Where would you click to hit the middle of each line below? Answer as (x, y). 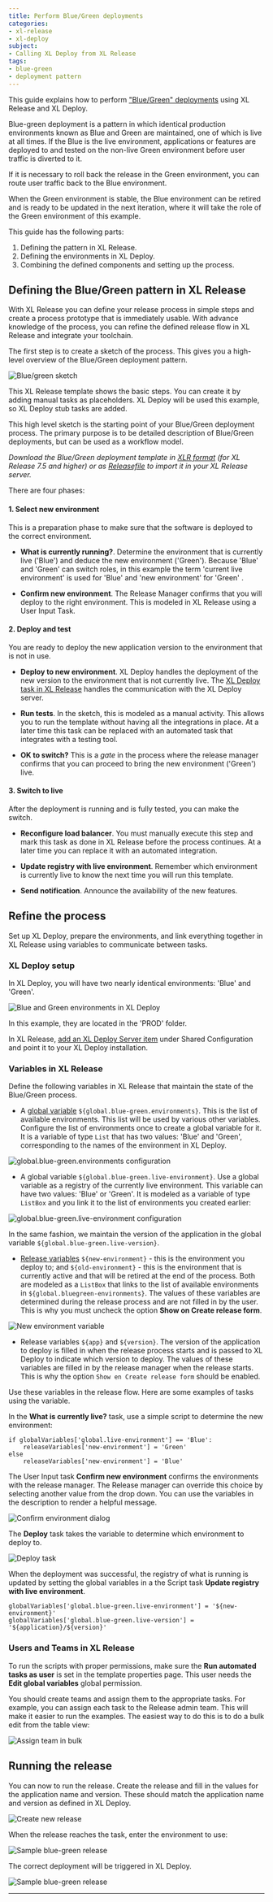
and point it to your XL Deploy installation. (78, 1048)
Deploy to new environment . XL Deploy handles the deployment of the (139, 671)
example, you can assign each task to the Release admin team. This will (128, 1707)
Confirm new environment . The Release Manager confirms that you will (141, 593)
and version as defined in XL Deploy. (70, 1803)
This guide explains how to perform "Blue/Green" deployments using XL (129, 99)
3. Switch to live (36, 791)
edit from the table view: (49, 1725)
